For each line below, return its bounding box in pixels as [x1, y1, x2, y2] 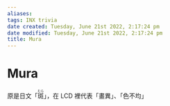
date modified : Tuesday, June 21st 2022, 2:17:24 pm [7, 29, 163, 37]
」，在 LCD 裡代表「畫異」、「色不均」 [44, 91, 148, 100]
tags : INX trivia [7, 17, 58, 24]
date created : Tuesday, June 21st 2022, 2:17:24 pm [7, 23, 160, 30]
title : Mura [7, 36, 42, 43]
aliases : [7, 10, 33, 17]
